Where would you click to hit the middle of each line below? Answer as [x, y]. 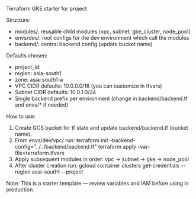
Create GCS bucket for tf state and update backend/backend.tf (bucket [101, 128]
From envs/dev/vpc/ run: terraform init [61, 140]
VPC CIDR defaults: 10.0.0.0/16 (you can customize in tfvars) [88, 86]
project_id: [28, 67]
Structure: [18, 20]
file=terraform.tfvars [40, 153]
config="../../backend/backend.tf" [56, 147]
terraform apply [117, 147]
